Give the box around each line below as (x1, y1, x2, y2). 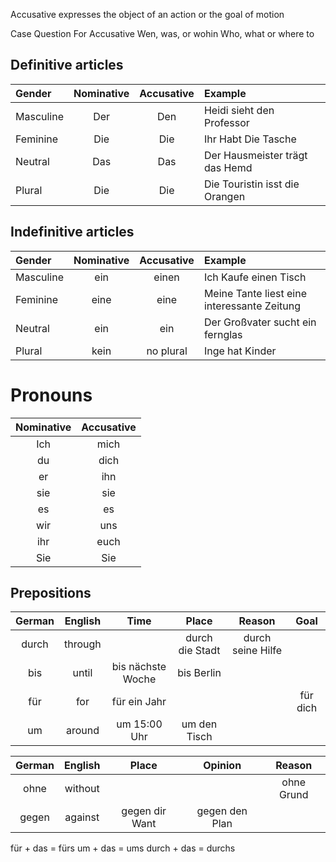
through (64, 637, 102, 651)
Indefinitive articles (10, 224, 135, 241)
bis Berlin (177, 666, 222, 680)
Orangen (203, 189, 246, 203)
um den (181, 717, 218, 731)
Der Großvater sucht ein (203, 315, 317, 329)
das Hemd (203, 160, 253, 174)
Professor (203, 115, 250, 129)
